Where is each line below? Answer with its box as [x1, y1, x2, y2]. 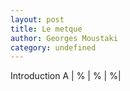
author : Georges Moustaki [10, 33, 118, 43]
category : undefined [10, 42, 97, 53]
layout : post [10, 14, 65, 25]
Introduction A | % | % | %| [10, 70, 122, 82]
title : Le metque [10, 24, 83, 34]
